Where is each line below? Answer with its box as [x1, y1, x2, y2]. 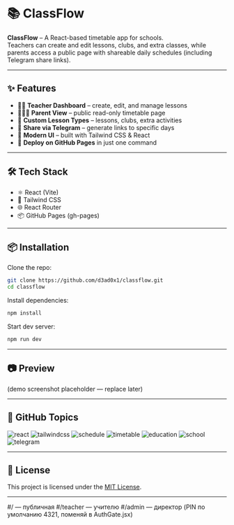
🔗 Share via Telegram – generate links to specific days [17, 123, 175, 131]
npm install [7, 310, 42, 317]
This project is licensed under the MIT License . [7, 483, 142, 491]
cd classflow [7, 284, 45, 291]
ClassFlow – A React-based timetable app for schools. [7, 33, 164, 42]
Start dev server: [7, 322, 56, 331]
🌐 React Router [17, 203, 61, 211]
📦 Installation [7, 241, 70, 253]
